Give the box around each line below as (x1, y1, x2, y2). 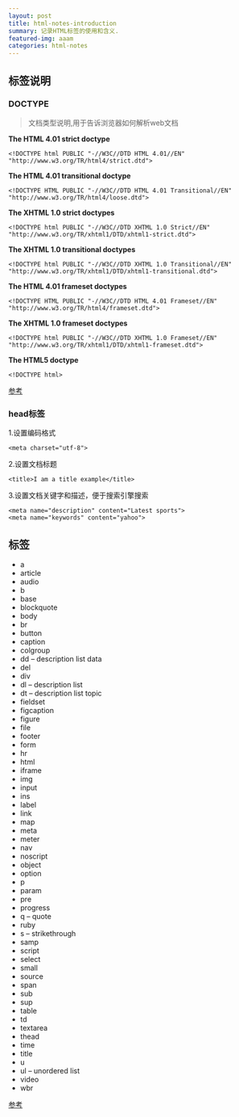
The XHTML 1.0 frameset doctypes (8, 318, 128, 328)
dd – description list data (19, 653, 102, 663)
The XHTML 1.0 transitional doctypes (8, 244, 136, 254)
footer (19, 731, 41, 741)
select (19, 954, 41, 964)
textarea (19, 1023, 48, 1032)
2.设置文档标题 (8, 460, 58, 469)
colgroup (19, 645, 51, 655)
